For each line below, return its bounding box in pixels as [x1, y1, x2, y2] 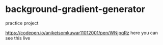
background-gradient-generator [5, 3, 145, 15]
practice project [5, 20, 39, 26]
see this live [5, 35, 31, 41]
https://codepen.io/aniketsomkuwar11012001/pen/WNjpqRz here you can [5, 29, 158, 35]
